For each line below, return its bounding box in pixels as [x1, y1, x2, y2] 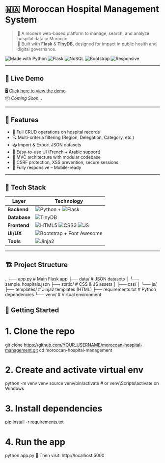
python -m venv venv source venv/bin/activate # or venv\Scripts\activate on [5, 381, 159, 386]
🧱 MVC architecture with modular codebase [12, 154, 101, 160]
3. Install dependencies [5, 403, 103, 414]
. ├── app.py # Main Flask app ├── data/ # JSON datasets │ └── [5, 276, 139, 282]
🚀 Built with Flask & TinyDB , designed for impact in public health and [17, 41, 157, 47]
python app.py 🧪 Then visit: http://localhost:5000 [5, 453, 105, 459]
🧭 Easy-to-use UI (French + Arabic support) [12, 149, 101, 155]
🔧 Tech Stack [5, 183, 46, 191]
